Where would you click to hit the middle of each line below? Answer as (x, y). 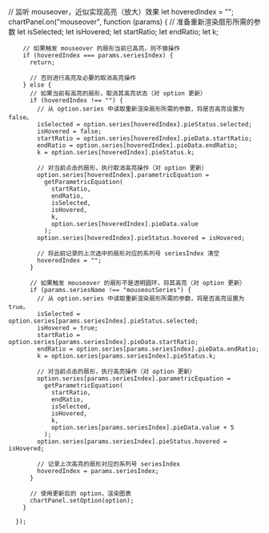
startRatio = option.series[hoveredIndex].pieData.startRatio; (145, 138)
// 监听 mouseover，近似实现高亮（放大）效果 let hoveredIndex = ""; (121, 12)
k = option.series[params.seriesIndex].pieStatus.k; (127, 356)
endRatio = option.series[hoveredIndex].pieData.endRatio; (138, 146)
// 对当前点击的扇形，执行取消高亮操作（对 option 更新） (122, 168)
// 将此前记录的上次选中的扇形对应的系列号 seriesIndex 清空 (128, 254)
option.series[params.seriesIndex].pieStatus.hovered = (132, 442)
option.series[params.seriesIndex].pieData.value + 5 (143, 427)
